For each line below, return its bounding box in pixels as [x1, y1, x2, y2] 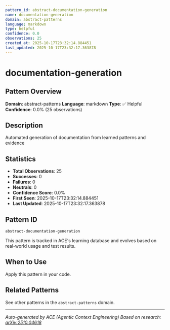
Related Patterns [5, 286, 59, 294]
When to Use [5, 257, 47, 267]
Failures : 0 [12, 179, 35, 185]
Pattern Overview [5, 87, 62, 96]
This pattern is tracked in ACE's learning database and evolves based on [5, 238, 157, 244]
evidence [5, 140, 25, 146]
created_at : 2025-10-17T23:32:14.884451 [5, 41, 92, 46]
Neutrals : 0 [12, 184, 37, 190]
